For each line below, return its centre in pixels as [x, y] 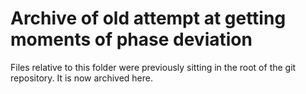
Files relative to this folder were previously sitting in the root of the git [153, 67]
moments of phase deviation [131, 39]
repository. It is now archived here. [82, 78]
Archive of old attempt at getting [148, 18]
